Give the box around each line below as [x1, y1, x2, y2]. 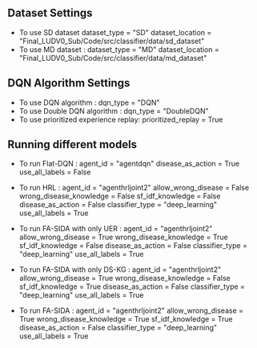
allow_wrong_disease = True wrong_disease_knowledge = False [18, 274, 231, 283]
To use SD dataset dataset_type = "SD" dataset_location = [18, 27, 212, 37]
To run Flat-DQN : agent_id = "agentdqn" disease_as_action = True [18, 159, 240, 169]
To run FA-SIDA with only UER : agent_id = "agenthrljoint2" [18, 224, 213, 234]
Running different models [7, 138, 138, 151]
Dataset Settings [7, 6, 93, 20]
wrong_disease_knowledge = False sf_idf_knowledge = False [18, 191, 221, 201]
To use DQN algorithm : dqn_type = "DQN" [18, 98, 160, 107]
